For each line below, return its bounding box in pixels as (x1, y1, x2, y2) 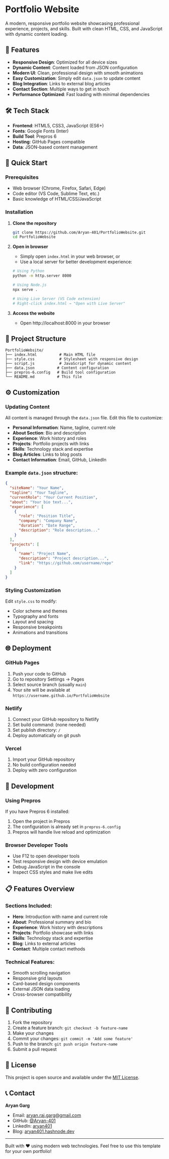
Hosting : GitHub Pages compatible (12, 138, 85, 144)
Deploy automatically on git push (12, 733, 81, 738)
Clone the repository (12, 220, 57, 226)
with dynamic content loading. (5, 31, 68, 37)
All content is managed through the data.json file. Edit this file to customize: (5, 415, 163, 421)
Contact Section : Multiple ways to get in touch (12, 86, 110, 92)
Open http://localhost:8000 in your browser (20, 320, 111, 326)
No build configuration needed (12, 762, 76, 768)
